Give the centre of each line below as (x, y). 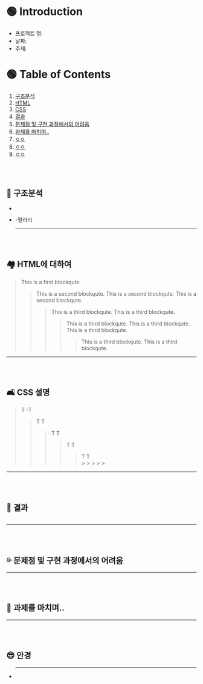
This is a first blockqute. (51, 282)
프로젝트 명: (29, 33)
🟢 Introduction (45, 12)
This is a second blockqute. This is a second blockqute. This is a (116, 293)
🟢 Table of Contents (59, 75)
